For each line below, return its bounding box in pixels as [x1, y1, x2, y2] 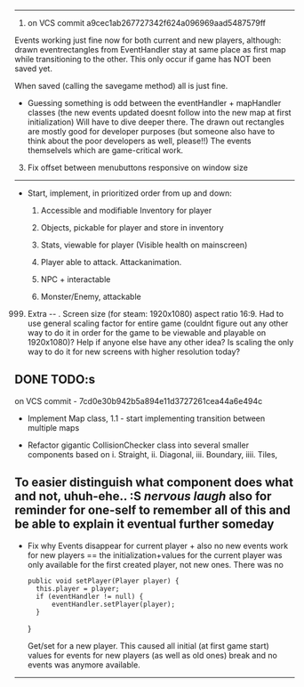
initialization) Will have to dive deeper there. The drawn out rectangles [27, 117, 285, 127]
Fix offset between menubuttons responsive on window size [27, 162, 248, 173]
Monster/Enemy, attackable [40, 291, 141, 302]
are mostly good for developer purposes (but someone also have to [27, 126, 275, 136]
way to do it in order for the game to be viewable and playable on [27, 327, 267, 338]
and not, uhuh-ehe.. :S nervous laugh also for [14, 489, 272, 504]
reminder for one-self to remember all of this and [14, 503, 292, 518]
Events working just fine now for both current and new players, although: [14, 35, 282, 45]
